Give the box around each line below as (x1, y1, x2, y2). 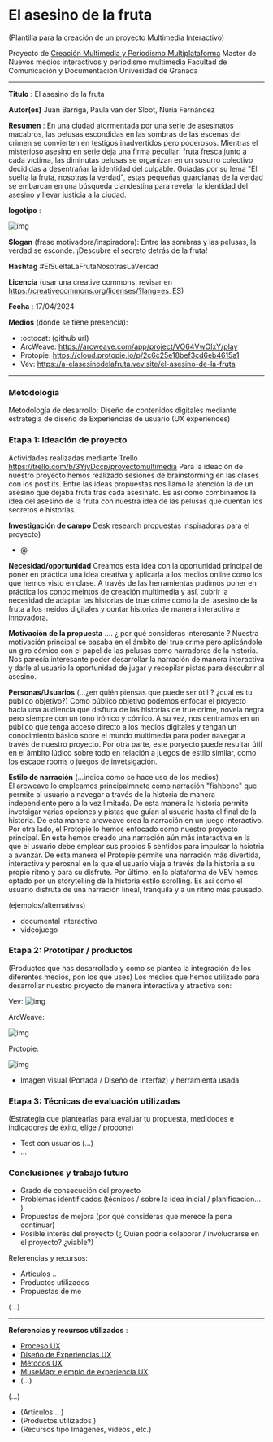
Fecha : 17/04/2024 (8, 301, 75, 311)
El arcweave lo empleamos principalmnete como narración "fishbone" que (8, 781, 258, 791)
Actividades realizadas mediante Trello (8, 453, 138, 463)
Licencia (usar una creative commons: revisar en (8, 277, 173, 286)
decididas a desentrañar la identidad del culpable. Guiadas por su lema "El (8, 163, 258, 173)
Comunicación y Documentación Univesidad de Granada (8, 65, 198, 75)
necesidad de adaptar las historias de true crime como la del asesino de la (8, 595, 258, 605)
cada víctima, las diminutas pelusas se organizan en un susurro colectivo (8, 155, 253, 164)
